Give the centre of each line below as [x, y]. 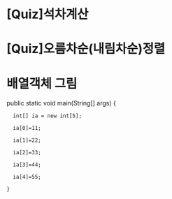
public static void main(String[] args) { [61, 103]
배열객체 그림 [42, 83]
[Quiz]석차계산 [48, 14]
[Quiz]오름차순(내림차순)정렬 [86, 49]
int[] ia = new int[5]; [47, 116]
